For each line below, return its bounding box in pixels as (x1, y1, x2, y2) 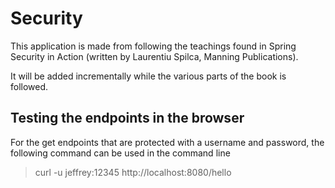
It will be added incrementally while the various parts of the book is (10, 70, 287, 82)
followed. (10, 80, 49, 92)
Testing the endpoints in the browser (10, 110, 245, 127)
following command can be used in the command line (10, 147, 231, 159)
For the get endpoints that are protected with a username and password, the (10, 136, 325, 148)
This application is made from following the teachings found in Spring (10, 40, 297, 52)
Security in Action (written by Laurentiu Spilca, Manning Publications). (10, 50, 299, 62)
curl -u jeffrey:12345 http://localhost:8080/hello (34, 166, 232, 178)
